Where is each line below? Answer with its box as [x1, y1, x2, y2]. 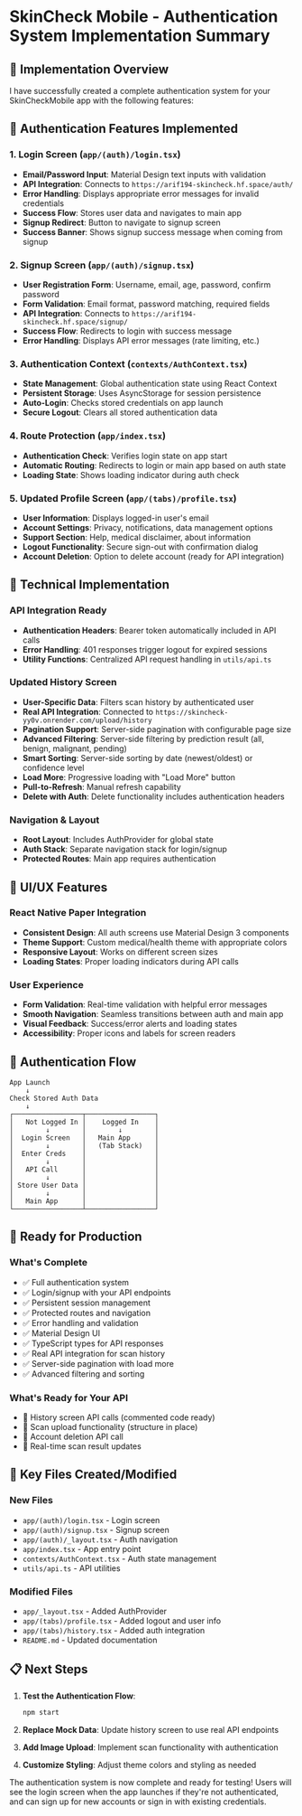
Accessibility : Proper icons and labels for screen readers [22, 1028, 236, 1039]
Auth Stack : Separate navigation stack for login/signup [22, 843, 228, 855]
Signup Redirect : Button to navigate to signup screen [22, 217, 221, 228]
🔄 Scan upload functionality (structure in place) [22, 1421, 198, 1432]
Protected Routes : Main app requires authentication [22, 853, 216, 864]
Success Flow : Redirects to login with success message [22, 325, 233, 336]
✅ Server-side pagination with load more [22, 1358, 174, 1369]
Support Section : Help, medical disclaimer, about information [22, 532, 251, 542]
